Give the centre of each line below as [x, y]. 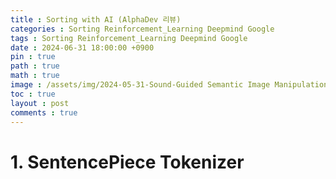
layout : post [40, 103]
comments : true [44, 112]
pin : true [33, 57]
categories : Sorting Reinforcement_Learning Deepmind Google [142, 29]
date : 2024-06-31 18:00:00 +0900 [82, 47]
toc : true [33, 94]
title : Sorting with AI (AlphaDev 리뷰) [96, 19]
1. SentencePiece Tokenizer [127, 162]
